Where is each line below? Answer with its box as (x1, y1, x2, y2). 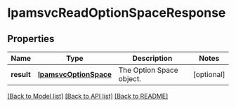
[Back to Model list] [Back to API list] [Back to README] (7, 92, 169, 100)
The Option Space (118, 65, 178, 75)
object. (118, 74, 142, 83)
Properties (7, 33, 55, 45)
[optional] (192, 70, 225, 79)
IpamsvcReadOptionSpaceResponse (7, 5, 226, 21)
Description (132, 54, 173, 63)
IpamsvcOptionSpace (37, 70, 112, 79)
